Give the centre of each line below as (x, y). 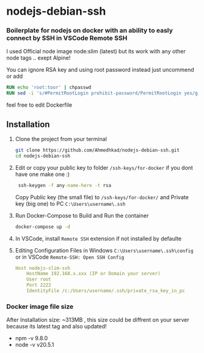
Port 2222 (39, 285)
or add (15, 76)
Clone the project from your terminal (61, 139)
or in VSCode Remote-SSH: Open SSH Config (70, 257)
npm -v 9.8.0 (31, 338)
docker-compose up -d (42, 227)
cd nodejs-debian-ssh (42, 156)
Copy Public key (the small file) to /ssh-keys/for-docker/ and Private (102, 197)
